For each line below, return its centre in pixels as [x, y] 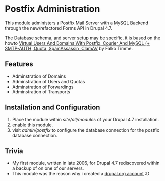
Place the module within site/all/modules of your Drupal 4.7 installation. [85, 119]
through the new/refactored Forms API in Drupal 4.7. [59, 28]
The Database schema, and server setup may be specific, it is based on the [83, 38]
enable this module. [33, 125]
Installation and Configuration [53, 108]
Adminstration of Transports [41, 92]
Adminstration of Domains [39, 76]
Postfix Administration [53, 9]
